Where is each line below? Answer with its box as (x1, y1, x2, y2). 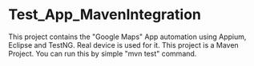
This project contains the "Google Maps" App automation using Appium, (8, 32, 247, 41)
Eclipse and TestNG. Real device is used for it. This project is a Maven (8, 40, 239, 49)
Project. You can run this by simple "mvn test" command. (8, 49, 197, 58)
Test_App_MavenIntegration (8, 6, 202, 24)
